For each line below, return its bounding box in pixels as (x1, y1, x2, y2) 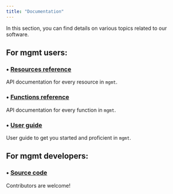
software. (6, 30, 29, 38)
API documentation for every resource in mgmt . (6, 78, 118, 85)
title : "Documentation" (6, 8, 65, 15)
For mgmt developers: (6, 151, 89, 161)
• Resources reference (6, 65, 72, 73)
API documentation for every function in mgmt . (6, 106, 116, 113)
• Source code (6, 169, 48, 177)
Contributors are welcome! (6, 182, 71, 189)
